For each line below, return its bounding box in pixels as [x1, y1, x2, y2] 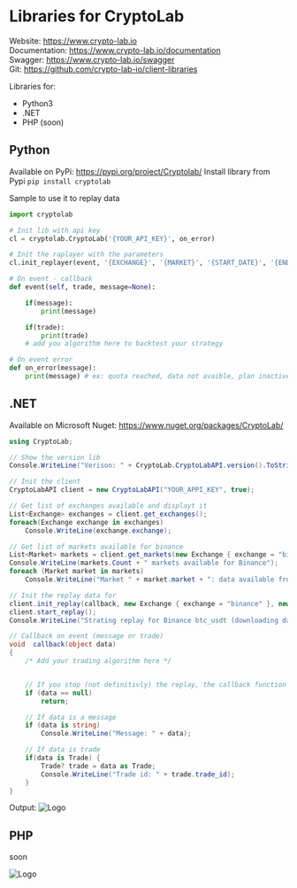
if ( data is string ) [25, 721, 101, 730]
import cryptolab [9, 210, 73, 219]
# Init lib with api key [9, 226, 101, 235]
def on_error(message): [9, 363, 97, 373]
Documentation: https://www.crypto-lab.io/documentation [9, 44, 221, 55]
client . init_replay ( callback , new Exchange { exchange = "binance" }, [9, 599, 275, 608]
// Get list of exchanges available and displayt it [9, 502, 208, 510]
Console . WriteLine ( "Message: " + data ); [41, 729, 192, 738]
